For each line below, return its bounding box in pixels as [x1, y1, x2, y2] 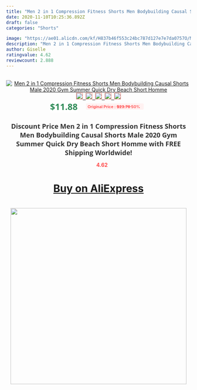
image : [6, 36, 22, 42]
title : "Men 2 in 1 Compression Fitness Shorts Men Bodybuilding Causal [6, 8, 188, 15]
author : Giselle [6, 46, 46, 53]
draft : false [6, 19, 38, 25]
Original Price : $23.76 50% [87, 103, 141, 109]
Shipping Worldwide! [64, 147, 133, 157]
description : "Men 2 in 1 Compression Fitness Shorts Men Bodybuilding [6, 41, 185, 47]
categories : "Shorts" [6, 25, 59, 31]
